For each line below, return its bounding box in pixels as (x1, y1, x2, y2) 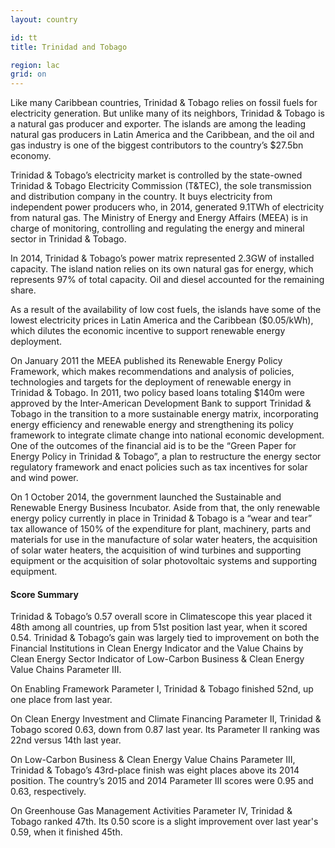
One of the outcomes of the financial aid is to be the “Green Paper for (10, 440, 297, 452)
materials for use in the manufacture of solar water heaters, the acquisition (10, 534, 318, 546)
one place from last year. (10, 694, 113, 706)
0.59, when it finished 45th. (10, 826, 123, 838)
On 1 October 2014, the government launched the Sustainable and (10, 491, 282, 503)
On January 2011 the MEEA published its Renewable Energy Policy (10, 355, 283, 367)
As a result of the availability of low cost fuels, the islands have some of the (10, 304, 322, 316)
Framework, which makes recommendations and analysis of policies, (10, 366, 295, 378)
